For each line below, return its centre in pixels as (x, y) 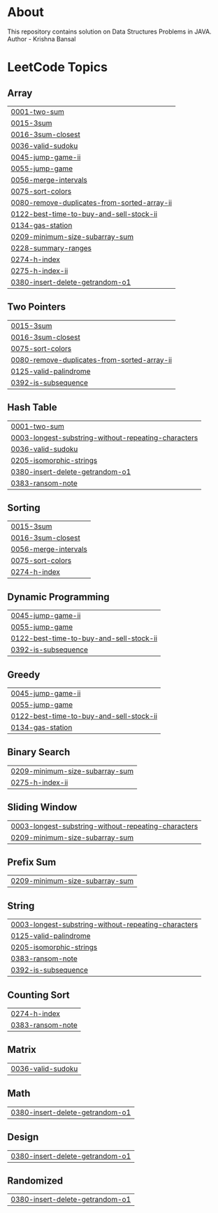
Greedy (24, 674)
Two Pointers (37, 307)
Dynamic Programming (58, 597)
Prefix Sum (32, 862)
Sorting (24, 508)
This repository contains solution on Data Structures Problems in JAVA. (109, 31)
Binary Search (39, 752)
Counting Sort (38, 995)
